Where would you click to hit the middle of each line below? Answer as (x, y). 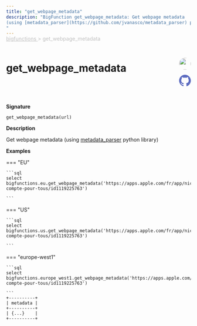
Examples (18, 151)
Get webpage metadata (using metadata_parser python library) (82, 140)
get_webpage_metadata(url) (39, 117)
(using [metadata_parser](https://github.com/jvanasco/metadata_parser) (97, 22)
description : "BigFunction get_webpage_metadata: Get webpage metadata (95, 17)
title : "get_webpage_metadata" (44, 11)
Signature (18, 107)
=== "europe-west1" (31, 257)
